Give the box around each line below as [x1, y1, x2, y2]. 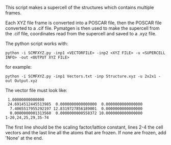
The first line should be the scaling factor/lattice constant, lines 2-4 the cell [5, 124, 163, 130]
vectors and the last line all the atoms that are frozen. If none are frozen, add [5, 130, 166, 135]
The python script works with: [5, 40, 68, 47]
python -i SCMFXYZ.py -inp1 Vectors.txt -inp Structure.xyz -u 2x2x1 [5, 74, 157, 79]
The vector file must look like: [5, 87, 67, 93]
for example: [5, 64, 32, 70]
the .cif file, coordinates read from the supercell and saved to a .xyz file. [5, 31, 157, 36]
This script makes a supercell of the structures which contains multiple [5, 5, 154, 10]
